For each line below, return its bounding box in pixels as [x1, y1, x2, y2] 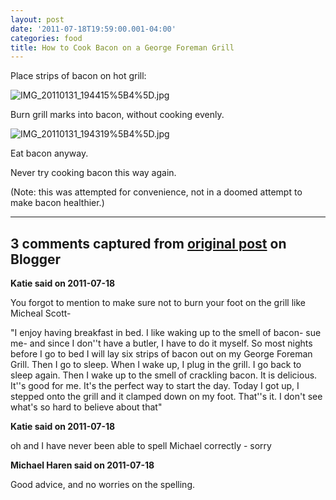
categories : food [10, 33, 83, 43]
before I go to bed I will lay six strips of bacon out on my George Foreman [10, 348, 313, 360]
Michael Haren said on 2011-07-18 [10, 459, 155, 471]
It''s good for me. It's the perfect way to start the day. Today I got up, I [10, 380, 300, 392]
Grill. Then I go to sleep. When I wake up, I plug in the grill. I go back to [10, 359, 302, 371]
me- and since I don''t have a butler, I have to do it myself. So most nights [10, 337, 313, 350]
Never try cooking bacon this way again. [10, 167, 177, 179]
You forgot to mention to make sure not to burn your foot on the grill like [10, 297, 307, 309]
